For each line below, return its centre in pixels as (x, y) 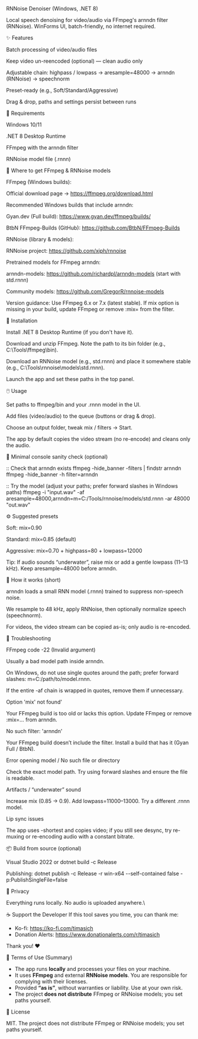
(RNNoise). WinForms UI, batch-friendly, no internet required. (81, 26)
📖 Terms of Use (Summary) (39, 957)
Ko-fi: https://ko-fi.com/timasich (54, 928)
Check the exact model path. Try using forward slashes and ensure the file (97, 772)
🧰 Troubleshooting (29, 638)
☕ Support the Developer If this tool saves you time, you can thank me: (92, 914)
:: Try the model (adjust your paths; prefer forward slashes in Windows (92, 486)
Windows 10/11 (24, 125)
